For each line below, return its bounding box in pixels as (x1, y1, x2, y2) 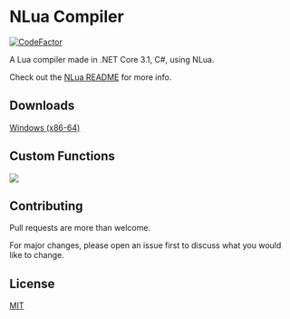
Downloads (9, 98, 75, 114)
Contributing (9, 198, 83, 214)
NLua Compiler (9, 6, 124, 27)
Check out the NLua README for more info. (9, 71, 172, 83)
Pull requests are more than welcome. (9, 223, 151, 234)
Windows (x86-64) (9, 122, 81, 133)
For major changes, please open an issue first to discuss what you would (9, 240, 282, 251)
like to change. (9, 250, 65, 261)
